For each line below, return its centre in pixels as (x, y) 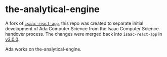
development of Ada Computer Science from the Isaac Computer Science (82, 28)
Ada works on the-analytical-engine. (44, 49)
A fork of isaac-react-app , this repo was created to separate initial (74, 23)
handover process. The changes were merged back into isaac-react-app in (84, 34)
